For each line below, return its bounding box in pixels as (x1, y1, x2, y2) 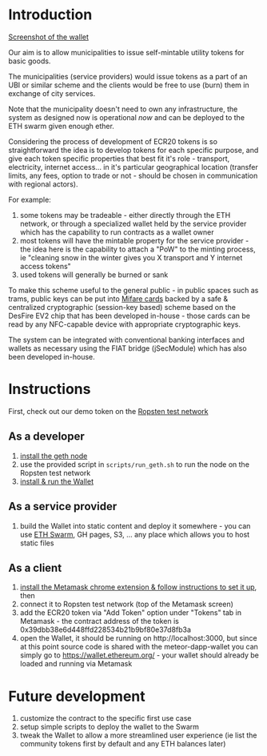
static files (19, 538, 54, 548)
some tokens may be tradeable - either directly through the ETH (19, 210, 231, 219)
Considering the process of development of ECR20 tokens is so (8, 136, 218, 146)
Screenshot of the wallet (8, 32, 90, 42)
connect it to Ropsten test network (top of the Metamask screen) (19, 599, 234, 609)
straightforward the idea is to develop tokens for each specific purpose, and (8, 145, 259, 155)
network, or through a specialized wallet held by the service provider (19, 219, 247, 228)
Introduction (8, 6, 93, 24)
